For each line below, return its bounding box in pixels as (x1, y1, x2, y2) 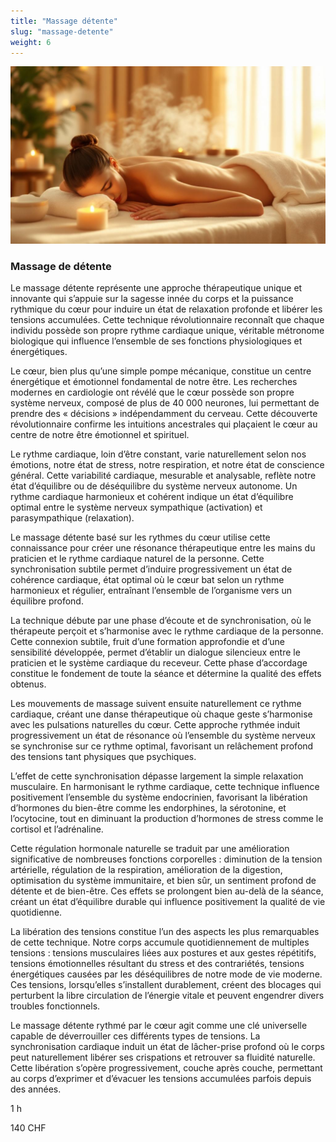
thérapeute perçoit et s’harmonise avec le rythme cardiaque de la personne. (10, 625, 324, 637)
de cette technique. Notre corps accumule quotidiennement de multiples (10, 936, 310, 949)
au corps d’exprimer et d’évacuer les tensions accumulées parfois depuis (10, 1073, 312, 1085)
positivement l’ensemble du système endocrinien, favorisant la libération (10, 791, 308, 804)
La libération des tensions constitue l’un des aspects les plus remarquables (10, 926, 320, 938)
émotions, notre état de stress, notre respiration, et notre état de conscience (10, 459, 325, 471)
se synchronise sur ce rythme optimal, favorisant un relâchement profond (10, 740, 314, 752)
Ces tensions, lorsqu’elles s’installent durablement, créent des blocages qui (10, 979, 322, 991)
